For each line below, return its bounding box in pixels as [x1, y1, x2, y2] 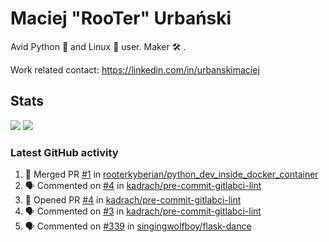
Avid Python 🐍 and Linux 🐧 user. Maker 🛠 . [10, 40, 187, 52]
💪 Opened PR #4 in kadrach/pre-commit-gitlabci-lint [24, 194, 242, 206]
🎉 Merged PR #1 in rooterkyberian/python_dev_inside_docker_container [24, 168, 319, 181]
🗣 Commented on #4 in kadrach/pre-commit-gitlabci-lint [24, 180, 262, 192]
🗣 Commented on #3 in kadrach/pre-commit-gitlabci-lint [24, 205, 262, 217]
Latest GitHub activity [10, 145, 119, 159]
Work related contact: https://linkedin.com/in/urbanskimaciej [10, 63, 260, 76]
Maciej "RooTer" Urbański [10, 7, 232, 30]
